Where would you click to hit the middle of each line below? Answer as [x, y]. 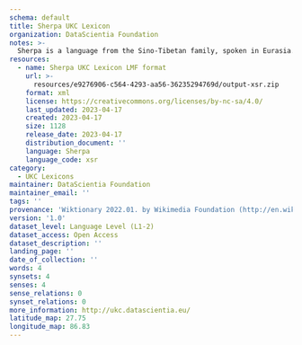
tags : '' [26, 202]
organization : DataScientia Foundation [84, 34]
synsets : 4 [30, 277]
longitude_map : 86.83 [50, 327]
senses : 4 [28, 285]
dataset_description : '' [56, 243]
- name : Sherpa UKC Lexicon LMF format [92, 68]
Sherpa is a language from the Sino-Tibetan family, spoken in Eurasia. [156, 51]
